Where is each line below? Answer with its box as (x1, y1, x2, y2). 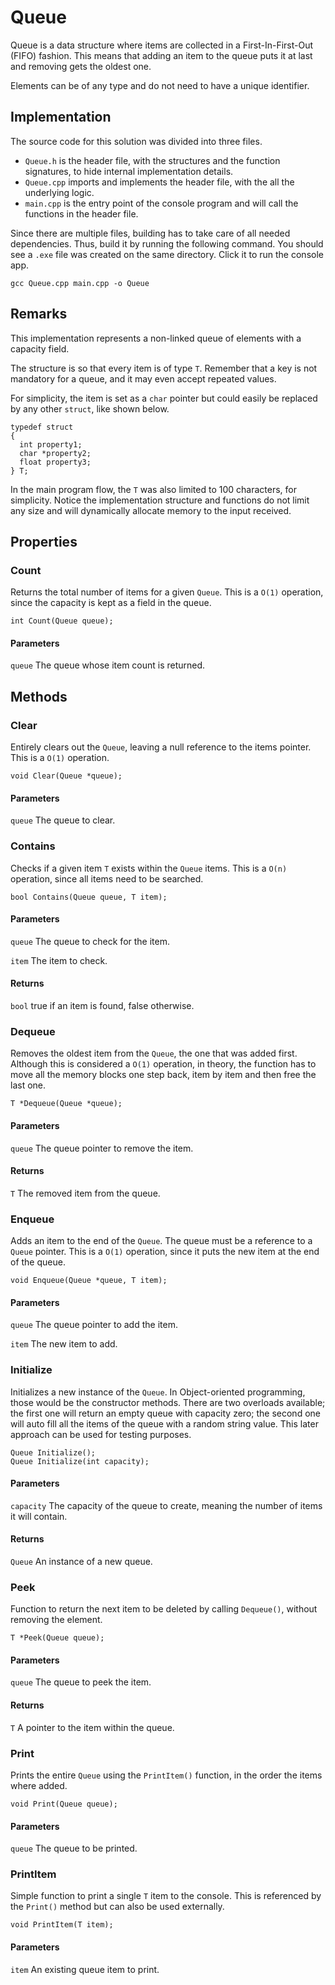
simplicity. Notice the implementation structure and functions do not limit (10, 494, 310, 506)
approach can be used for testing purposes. (10, 1428, 192, 1440)
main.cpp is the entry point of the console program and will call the (24, 197, 299, 209)
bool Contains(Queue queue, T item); (10, 892, 168, 902)
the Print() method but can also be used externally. (10, 1901, 225, 1913)
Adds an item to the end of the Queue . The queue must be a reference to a (10, 1235, 313, 1247)
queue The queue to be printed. (10, 1842, 138, 1855)
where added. (10, 1779, 68, 1791)
